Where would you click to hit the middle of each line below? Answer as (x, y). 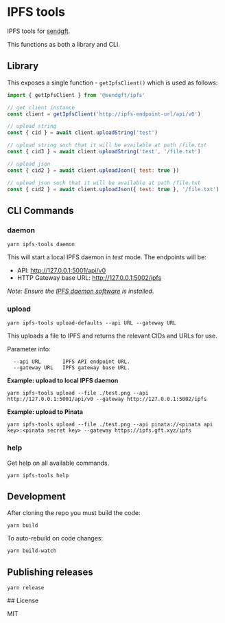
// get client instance (41, 107)
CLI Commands (40, 210)
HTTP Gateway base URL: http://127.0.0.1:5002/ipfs (89, 278)
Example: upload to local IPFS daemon (63, 381)
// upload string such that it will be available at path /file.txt (107, 145)
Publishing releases (50, 572)
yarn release (26, 588)
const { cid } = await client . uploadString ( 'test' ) (82, 133)
